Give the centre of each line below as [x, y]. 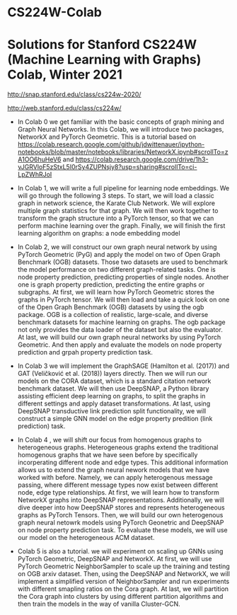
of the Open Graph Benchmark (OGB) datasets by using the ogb [111, 307]
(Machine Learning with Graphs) [104, 60]
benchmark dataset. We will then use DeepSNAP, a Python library [113, 389]
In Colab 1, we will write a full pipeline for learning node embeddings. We [123, 188]
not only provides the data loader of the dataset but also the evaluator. [120, 330]
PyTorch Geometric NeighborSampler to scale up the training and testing [123, 566]
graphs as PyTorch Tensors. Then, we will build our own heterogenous [120, 515]
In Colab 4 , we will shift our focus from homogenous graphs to [109, 440]
